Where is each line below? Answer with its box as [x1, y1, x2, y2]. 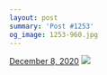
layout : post [9, 13, 58, 23]
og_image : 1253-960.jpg [9, 30, 99, 39]
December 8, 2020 [9, 56, 79, 67]
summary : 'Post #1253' [9, 22, 94, 31]
